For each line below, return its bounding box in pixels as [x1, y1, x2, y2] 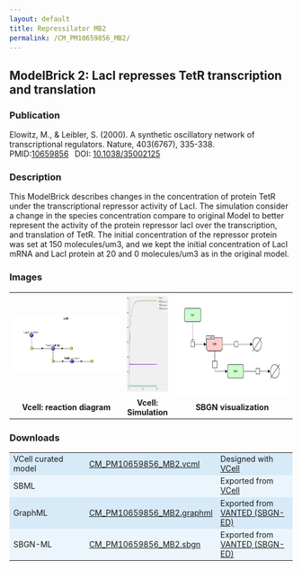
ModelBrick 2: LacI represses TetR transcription [9, 67, 282, 83]
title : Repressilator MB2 [9, 23, 106, 33]
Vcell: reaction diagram [22, 402, 111, 413]
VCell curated [13, 454, 64, 465]
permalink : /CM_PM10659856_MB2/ [9, 33, 130, 42]
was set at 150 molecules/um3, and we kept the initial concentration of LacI [9, 239, 289, 250]
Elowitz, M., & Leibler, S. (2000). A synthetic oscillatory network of [9, 129, 255, 140]
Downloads [9, 432, 60, 444]
